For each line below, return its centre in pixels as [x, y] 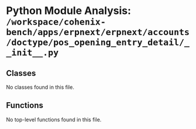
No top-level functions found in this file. [54, 119]
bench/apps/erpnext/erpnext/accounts [98, 32]
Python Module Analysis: [69, 11]
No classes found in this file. [40, 87]
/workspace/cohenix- [56, 22]
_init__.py [32, 53]
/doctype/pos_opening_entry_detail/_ [98, 42]
